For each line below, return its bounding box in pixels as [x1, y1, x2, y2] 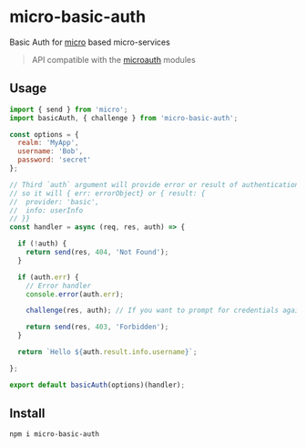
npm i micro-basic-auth [9, 430, 100, 439]
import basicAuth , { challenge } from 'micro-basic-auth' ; [9, 113, 239, 122]
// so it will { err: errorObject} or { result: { [9, 189, 206, 198]
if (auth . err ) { [17, 272, 79, 282]
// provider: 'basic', [9, 197, 100, 206]
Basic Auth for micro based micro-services [9, 36, 170, 47]
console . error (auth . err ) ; [25, 289, 125, 298]
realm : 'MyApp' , [17, 139, 79, 148]
